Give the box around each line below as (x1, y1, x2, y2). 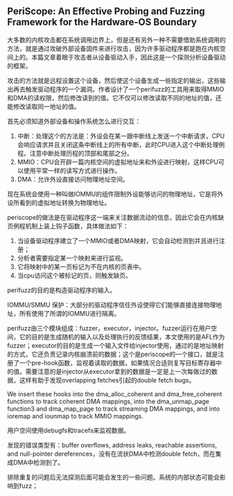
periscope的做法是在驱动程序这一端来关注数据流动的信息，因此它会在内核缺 (7, 213, 225, 221)
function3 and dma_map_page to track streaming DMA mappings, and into (7, 405, 221, 413)
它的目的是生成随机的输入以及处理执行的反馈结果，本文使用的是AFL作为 (19, 333, 225, 341)
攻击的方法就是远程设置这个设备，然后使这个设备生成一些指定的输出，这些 (7, 76, 220, 85)
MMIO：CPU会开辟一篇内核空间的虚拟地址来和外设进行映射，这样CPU (17, 157, 218, 166)
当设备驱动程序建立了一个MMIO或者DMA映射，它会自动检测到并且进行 (17, 236, 219, 245)
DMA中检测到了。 (12, 458, 64, 466)
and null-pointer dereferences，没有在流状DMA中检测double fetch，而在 (7, 450, 216, 458)
